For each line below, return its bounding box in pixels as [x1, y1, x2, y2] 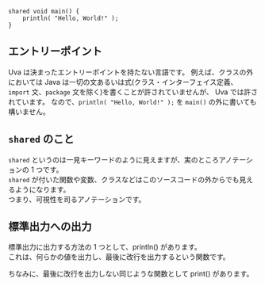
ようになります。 [14, 185, 71, 194]
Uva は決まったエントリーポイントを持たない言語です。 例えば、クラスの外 [8, 67, 254, 77]
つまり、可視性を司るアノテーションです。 [8, 194, 146, 204]
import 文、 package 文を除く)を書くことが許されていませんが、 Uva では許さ [8, 87, 258, 97]
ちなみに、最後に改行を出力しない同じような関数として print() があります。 [8, 269, 254, 279]
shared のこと [8, 132, 75, 146]
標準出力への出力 [8, 220, 92, 234]
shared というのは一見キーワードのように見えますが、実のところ [8, 154, 220, 164]
